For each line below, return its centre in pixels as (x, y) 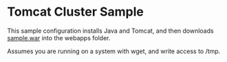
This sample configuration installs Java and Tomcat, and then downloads (111, 31)
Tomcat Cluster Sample (76, 12)
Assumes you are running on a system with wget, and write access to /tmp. (114, 51)
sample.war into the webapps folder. (59, 37)
